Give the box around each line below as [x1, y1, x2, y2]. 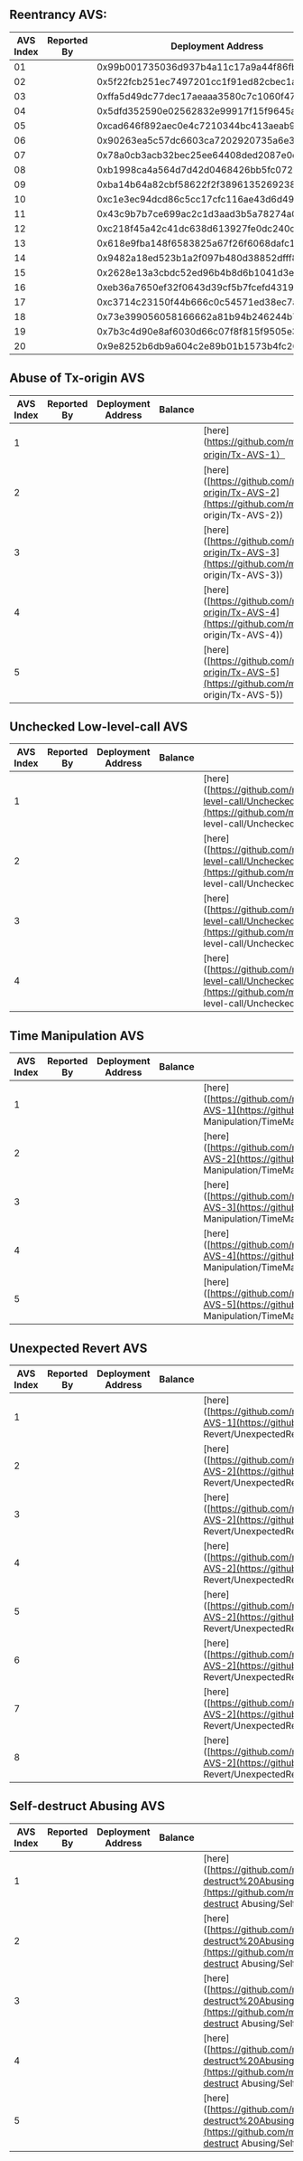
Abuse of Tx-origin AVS [9, 371, 145, 386]
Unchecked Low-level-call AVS [9, 719, 188, 735]
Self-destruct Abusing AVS [9, 1798, 165, 1814]
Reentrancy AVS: [9, 7, 107, 23]
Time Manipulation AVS [9, 1028, 144, 1043]
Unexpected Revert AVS [9, 1340, 148, 1355]
